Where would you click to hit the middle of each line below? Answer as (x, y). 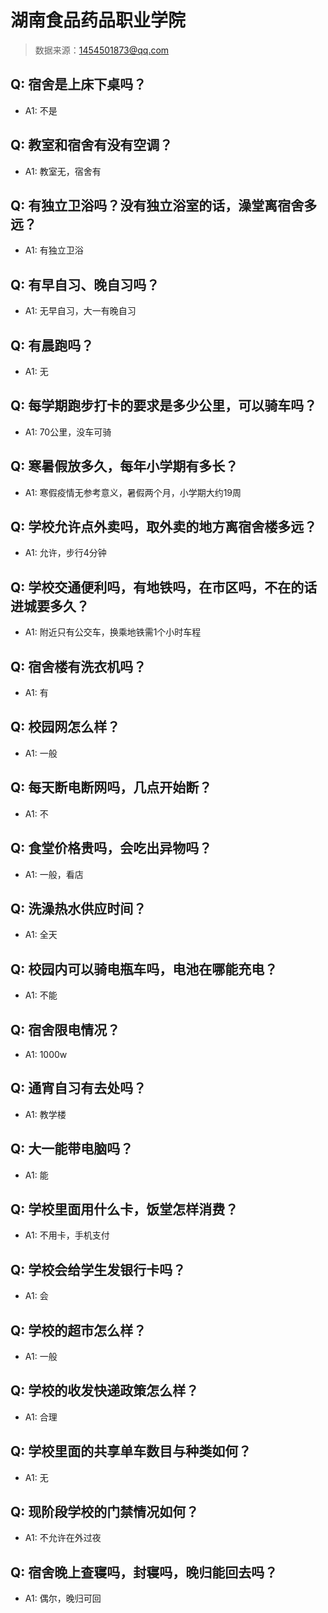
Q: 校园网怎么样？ (65, 727)
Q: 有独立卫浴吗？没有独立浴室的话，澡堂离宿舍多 (164, 205)
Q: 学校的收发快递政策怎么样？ (105, 1391)
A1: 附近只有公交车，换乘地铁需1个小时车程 (113, 632)
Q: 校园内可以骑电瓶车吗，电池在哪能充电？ (144, 969)
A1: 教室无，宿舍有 (63, 171)
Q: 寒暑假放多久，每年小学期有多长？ (124, 466)
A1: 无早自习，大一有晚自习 (80, 311)
